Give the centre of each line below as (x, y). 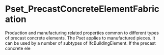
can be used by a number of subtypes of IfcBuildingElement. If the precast (81, 43)
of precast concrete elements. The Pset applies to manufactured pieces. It (80, 38)
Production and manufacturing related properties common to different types (82, 33)
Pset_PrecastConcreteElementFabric (82, 9)
